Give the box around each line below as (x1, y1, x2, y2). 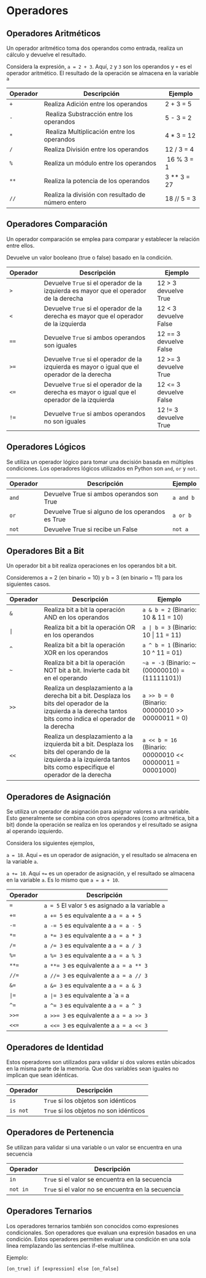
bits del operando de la (44, 747, 110, 756)
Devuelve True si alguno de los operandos (44, 507, 166, 516)
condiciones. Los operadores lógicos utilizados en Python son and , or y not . (6, 465, 197, 472)
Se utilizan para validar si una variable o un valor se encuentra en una (6, 1143, 182, 1151)
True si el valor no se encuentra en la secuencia (44, 1185, 181, 1193)
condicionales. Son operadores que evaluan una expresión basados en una (6, 1229, 196, 1236)
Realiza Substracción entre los (45, 110, 133, 118)
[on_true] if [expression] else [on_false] (6, 1266, 120, 1272)
